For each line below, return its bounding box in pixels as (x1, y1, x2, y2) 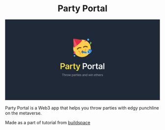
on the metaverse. (5, 110, 42, 116)
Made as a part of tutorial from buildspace (5, 120, 91, 126)
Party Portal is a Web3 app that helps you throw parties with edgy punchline (5, 105, 159, 111)
